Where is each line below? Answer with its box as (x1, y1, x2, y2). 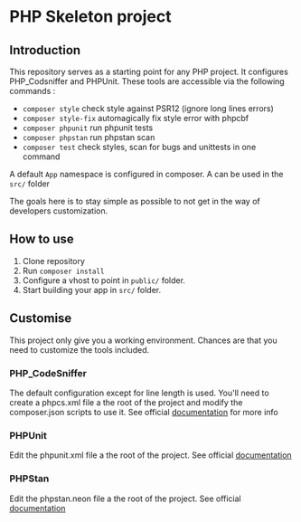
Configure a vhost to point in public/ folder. (22, 274, 185, 286)
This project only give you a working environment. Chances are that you (9, 335, 277, 346)
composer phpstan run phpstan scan (22, 132, 155, 142)
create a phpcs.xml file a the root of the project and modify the (9, 396, 243, 408)
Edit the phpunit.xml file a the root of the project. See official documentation (9, 450, 292, 460)
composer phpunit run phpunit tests (22, 122, 154, 133)
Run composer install (22, 265, 105, 276)
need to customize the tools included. (9, 344, 150, 355)
